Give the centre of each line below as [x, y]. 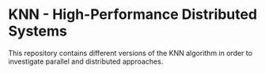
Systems [38, 31]
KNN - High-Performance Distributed [133, 15]
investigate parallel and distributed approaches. [86, 61]
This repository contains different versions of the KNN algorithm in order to [131, 53]
